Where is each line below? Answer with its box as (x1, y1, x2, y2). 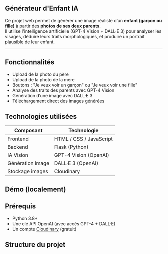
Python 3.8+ (12, 215, 38, 221)
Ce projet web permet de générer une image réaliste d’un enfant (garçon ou (5, 17, 162, 23)
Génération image (7, 160, 50, 167)
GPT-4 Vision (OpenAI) (54, 152, 110, 159)
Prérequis (5, 202, 36, 211)
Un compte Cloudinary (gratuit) (12, 226, 77, 232)
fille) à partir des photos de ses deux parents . (5, 23, 101, 29)
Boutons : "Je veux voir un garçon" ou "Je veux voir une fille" (12, 82, 138, 88)
